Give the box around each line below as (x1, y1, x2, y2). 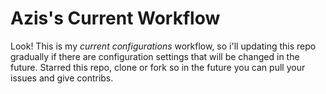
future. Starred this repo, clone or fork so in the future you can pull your (10, 61, 306, 73)
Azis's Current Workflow (10, 7, 221, 30)
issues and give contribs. (10, 72, 114, 84)
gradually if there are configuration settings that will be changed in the (10, 50, 300, 62)
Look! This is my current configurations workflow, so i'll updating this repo (10, 40, 317, 52)
